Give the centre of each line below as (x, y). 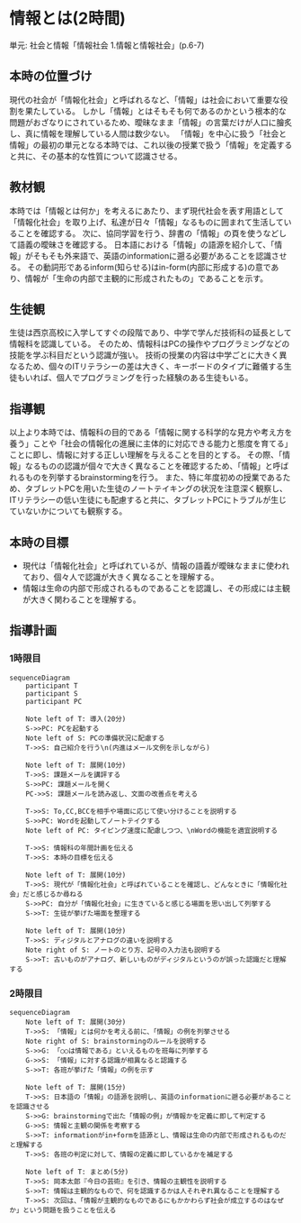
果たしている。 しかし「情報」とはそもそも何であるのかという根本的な (156, 111)
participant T (52, 686)
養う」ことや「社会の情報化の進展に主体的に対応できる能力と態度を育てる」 (151, 443)
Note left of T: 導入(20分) (76, 719)
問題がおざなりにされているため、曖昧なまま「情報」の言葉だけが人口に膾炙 (151, 122)
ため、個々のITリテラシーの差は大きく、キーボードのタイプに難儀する (155, 367)
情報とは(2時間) (67, 18)
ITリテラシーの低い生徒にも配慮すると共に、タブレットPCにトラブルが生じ (148, 500)
